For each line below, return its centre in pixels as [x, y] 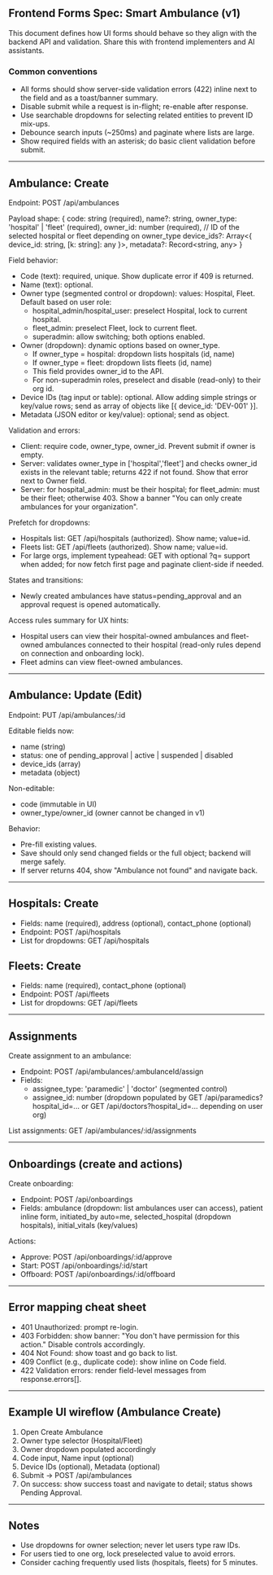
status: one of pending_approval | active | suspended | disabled [127, 755]
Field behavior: [33, 260]
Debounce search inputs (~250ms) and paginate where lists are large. [137, 133]
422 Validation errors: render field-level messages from [113, 1370]
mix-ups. [35, 124]
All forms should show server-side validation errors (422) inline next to [139, 90]
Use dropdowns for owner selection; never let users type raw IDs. [130, 1545]
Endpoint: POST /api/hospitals [70, 931]
